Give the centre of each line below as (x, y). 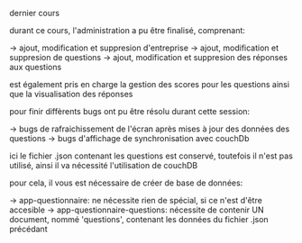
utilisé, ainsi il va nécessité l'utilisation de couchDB (104, 165)
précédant (28, 229)
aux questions (36, 67)
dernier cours (35, 13)
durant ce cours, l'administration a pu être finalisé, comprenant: (128, 30)
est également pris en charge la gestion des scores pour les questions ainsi (150, 84)
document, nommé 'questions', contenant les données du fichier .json (139, 219)
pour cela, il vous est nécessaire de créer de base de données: (126, 183)
